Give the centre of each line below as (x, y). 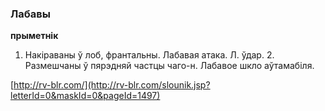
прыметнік (34, 36)
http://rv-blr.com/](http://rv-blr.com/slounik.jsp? (112, 85)
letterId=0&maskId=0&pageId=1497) (85, 96)
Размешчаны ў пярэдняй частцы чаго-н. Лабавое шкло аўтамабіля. (169, 66)
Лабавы (30, 14)
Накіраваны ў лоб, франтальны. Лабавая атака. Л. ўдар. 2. (149, 55)
